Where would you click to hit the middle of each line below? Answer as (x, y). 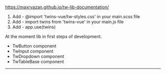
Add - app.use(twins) (34, 27)
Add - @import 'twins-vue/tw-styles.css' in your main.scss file (76, 16)
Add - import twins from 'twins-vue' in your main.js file (68, 22)
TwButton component (34, 46)
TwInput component (33, 51)
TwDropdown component (38, 56)
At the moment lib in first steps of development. (54, 37)
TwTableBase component (38, 62)
